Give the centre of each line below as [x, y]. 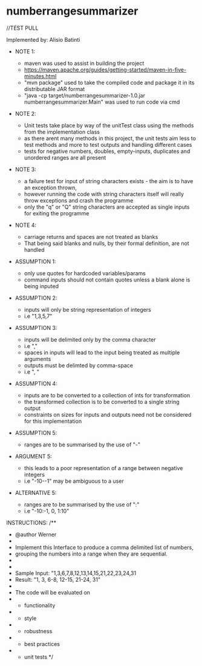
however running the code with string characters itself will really [104, 194]
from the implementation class [62, 132]
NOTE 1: [25, 51]
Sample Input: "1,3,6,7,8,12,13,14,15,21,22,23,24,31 [76, 573]
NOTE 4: [26, 225]
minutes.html [40, 76]
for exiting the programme [57, 213]
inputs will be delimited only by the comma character [90, 339]
